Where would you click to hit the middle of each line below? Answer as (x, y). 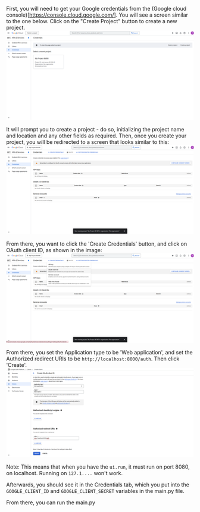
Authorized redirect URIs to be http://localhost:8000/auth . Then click (93, 359)
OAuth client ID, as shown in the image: (54, 250)
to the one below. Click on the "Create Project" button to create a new (92, 21)
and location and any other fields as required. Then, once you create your (96, 136)
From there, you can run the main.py (51, 502)
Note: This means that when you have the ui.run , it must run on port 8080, (98, 467)
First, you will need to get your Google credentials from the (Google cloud (96, 9)
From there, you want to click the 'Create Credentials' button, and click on (97, 244)
